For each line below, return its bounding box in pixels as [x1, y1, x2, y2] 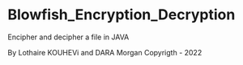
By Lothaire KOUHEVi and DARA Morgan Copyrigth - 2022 [7, 47, 202, 57]
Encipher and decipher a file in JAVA [7, 32, 130, 42]
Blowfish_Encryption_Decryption [7, 6, 236, 24]
